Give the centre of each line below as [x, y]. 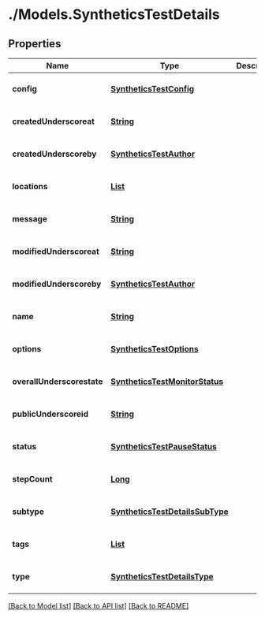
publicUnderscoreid [50, 414]
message [30, 219]
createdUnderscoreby [54, 154]
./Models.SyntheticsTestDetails [114, 15]
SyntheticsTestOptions [154, 349]
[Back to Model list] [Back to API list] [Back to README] [99, 606]
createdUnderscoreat [53, 121]
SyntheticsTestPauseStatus [163, 447]
